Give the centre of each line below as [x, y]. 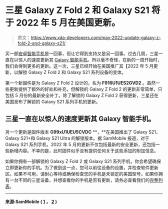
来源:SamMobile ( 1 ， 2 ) [31, 201]
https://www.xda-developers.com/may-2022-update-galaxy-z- [96, 37]
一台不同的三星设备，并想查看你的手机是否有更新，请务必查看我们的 [79, 180]
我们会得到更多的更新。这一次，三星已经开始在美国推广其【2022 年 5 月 [79, 66]
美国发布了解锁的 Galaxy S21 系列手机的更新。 [53, 101]
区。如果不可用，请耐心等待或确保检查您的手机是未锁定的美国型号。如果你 [82, 173]
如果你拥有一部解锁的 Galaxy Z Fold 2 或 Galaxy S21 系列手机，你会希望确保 [83, 161]
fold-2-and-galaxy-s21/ [41, 43]
